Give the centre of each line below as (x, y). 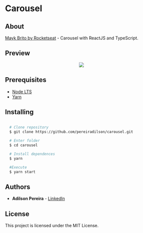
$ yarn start (23, 172)
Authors (18, 187)
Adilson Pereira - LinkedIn (39, 199)
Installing (19, 112)
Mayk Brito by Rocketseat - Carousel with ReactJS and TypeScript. (72, 38)
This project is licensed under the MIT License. (52, 226)
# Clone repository (29, 127)
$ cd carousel (24, 145)
